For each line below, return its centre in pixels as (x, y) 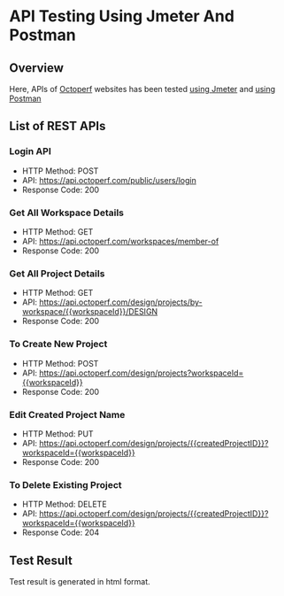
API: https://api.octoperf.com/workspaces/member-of (120, 241)
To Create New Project (58, 344)
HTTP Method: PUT (58, 433)
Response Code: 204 (61, 532)
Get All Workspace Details (66, 213)
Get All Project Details (57, 274)
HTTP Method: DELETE (65, 504)
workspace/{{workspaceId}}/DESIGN (90, 312)
